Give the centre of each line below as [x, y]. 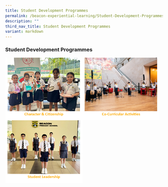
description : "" [22, 21]
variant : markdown [24, 32]
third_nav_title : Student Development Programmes [58, 26]
